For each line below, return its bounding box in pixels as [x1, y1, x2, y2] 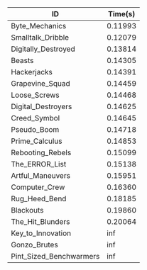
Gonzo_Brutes [11, 240, 58, 249]
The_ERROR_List [11, 159, 67, 169]
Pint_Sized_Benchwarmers [11, 252, 100, 261]
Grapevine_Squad [11, 79, 71, 88]
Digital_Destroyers [11, 102, 72, 111]
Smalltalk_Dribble [11, 33, 70, 42]
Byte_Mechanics [11, 21, 67, 30]
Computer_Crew [11, 182, 65, 192]
